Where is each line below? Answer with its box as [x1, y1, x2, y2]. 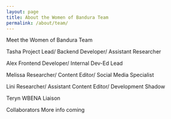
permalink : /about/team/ [6, 20, 68, 26]
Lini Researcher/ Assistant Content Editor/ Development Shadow [6, 83, 166, 90]
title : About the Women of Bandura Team [6, 14, 109, 20]
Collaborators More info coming [6, 106, 85, 114]
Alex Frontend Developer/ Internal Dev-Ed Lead [6, 59, 123, 67]
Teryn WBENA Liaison [6, 94, 61, 102]
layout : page [6, 8, 39, 15]
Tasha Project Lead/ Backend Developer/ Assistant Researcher [6, 48, 161, 55]
